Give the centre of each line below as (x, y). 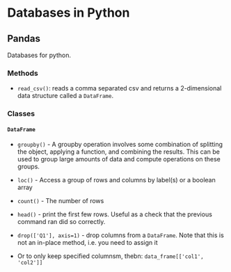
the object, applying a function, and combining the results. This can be (119, 152)
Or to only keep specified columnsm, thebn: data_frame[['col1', (110, 256)
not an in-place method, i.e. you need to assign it (87, 243)
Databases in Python (69, 13)
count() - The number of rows (61, 201)
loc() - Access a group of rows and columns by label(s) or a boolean (116, 180)
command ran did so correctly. (61, 222)
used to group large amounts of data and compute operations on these (119, 159)
